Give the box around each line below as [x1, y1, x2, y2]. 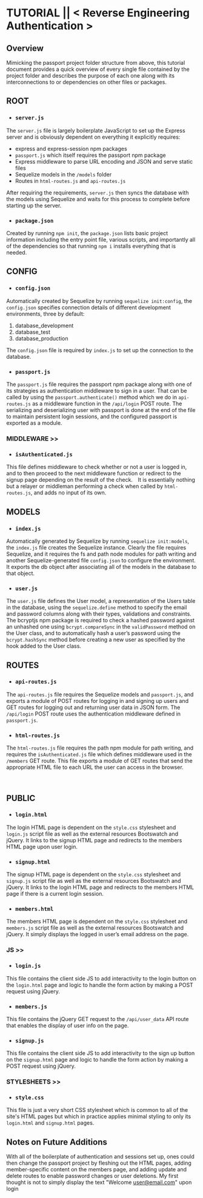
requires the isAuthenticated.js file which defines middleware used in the [6, 751, 192, 758]
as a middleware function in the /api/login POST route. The [32, 400, 182, 407]
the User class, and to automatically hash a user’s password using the [6, 630, 181, 637]
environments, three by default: [6, 310, 85, 318]
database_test [15, 328, 50, 336]
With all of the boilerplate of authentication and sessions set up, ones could [6, 1153, 195, 1160]
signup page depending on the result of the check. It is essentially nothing [6, 476, 196, 484]
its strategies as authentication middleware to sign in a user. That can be [6, 387, 187, 394]
